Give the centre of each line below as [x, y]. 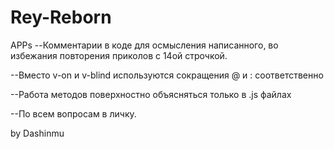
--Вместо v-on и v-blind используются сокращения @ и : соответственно [167, 75]
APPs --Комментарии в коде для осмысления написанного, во [144, 45]
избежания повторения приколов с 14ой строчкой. [119, 55]
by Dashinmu [37, 133]
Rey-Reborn [61, 17]
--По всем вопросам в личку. [73, 113]
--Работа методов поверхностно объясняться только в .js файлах [151, 94]
